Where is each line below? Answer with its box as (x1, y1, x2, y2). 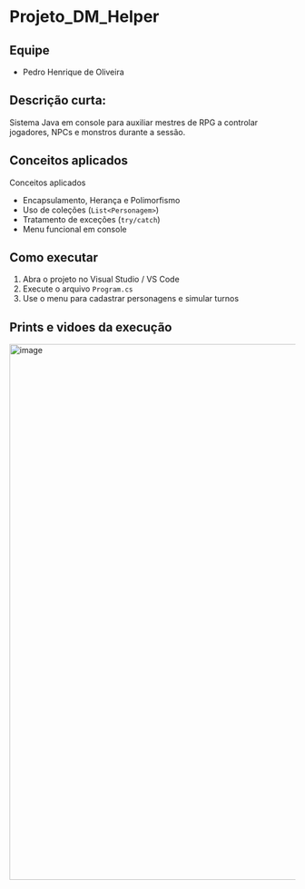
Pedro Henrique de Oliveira (22, 66, 124, 77)
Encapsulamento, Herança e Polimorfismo (22, 194, 181, 205)
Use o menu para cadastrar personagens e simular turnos (22, 293, 239, 304)
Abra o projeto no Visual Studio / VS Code (22, 274, 180, 285)
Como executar (9, 250, 98, 265)
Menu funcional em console (22, 223, 127, 234)
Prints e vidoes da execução (9, 320, 172, 335)
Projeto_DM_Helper (9, 6, 160, 27)
